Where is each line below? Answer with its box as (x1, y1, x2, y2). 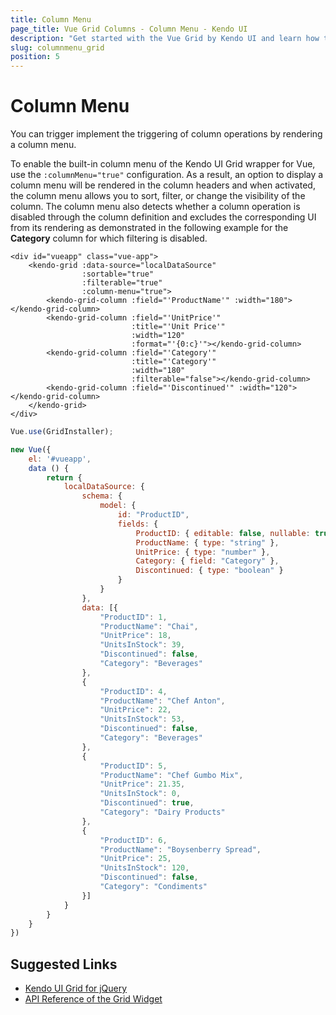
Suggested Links (10, 956, 118, 973)
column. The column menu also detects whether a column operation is (10, 201, 301, 213)
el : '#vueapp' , (28, 454, 92, 464)
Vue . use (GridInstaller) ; (10, 427, 114, 437)
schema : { (81, 491, 123, 501)
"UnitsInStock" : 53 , (99, 714, 186, 725)
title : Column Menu (10, 14, 92, 25)
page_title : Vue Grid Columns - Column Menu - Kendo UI (10, 24, 248, 34)
